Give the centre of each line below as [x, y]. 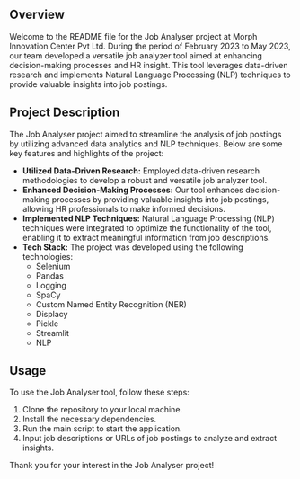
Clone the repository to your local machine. [102, 410]
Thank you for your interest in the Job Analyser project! [111, 466]
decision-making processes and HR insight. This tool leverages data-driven [149, 65]
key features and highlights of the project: [87, 153]
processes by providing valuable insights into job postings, [160, 199]
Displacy [52, 314]
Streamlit [52, 333]
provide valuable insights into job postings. [88, 84]
